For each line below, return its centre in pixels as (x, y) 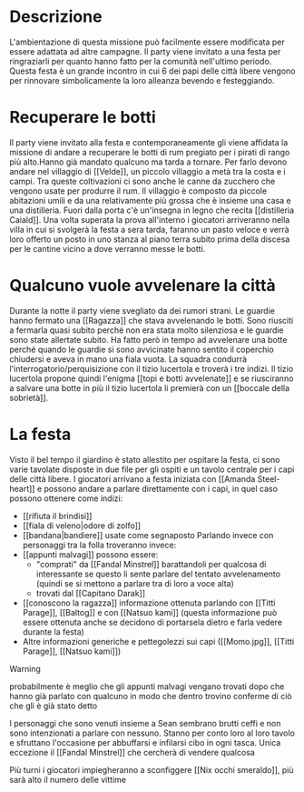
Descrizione (56, 17)
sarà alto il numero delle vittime (68, 779)
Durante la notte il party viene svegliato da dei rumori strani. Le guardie (142, 310)
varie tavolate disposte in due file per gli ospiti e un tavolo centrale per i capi (152, 469)
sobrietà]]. (29, 397)
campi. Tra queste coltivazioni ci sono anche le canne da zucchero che (142, 181)
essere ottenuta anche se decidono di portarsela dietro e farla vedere (152, 622)
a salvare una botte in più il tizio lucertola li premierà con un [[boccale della (150, 387)
